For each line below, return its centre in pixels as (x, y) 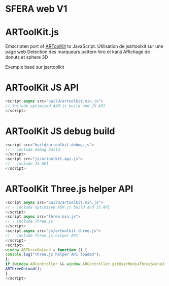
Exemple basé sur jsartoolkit (35, 67)
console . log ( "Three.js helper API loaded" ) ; (53, 255)
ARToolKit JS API (42, 88)
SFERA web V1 (36, 9)
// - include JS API (27, 164)
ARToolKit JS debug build (60, 131)
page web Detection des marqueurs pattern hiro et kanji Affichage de (78, 52)
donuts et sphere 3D (27, 57)
